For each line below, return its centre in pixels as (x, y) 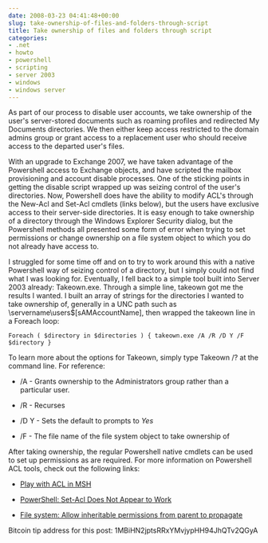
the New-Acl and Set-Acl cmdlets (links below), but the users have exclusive (134, 204)
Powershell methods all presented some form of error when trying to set (127, 230)
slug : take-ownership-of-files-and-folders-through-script (108, 23)
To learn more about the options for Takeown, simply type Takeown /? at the (134, 358)
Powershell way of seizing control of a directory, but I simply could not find (131, 270)
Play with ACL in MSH (55, 484)
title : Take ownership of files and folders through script (110, 30)
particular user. (45, 390)
